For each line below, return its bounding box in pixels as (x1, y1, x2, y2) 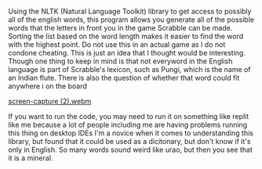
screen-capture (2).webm (8, 97, 92, 106)
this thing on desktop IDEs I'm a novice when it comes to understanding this (8, 128, 253, 138)
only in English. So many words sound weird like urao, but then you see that (8, 145, 253, 154)
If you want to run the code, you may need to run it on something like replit (8, 112, 249, 120)
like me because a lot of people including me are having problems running (8, 120, 248, 129)
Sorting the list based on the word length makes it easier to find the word (8, 31, 244, 41)
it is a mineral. (8, 153, 53, 163)
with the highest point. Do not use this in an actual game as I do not (8, 40, 226, 49)
